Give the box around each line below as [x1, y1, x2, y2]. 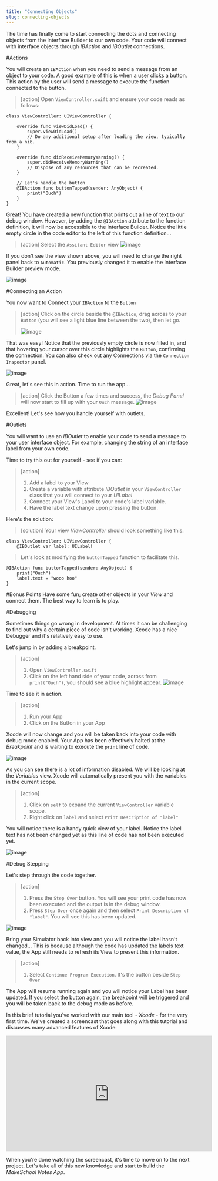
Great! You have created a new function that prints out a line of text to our [6, 211, 185, 218]
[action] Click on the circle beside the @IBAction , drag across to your [20, 310, 187, 317]
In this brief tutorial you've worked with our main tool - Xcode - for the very [6, 1011, 188, 1018]
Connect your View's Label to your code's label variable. [29, 497, 166, 505]
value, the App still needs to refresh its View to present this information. [6, 948, 179, 955]
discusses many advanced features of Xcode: [6, 1024, 118, 1031]
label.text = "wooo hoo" [16, 575, 78, 581]
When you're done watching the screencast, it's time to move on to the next [6, 1156, 190, 1163]
